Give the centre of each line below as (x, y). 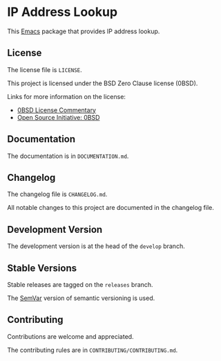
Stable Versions (42, 268)
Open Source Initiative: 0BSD (58, 117)
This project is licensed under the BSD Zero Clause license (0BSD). (103, 83)
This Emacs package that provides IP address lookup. (84, 31)
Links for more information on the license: (67, 96)
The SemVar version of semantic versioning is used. (81, 298)
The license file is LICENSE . (45, 69)
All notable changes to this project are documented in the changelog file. (110, 208)
